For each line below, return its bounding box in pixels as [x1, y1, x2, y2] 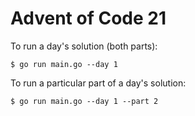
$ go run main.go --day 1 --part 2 [10, 96, 159, 106]
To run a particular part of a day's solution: [10, 77, 187, 89]
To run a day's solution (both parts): [10, 40, 158, 52]
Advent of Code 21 [10, 7, 167, 30]
